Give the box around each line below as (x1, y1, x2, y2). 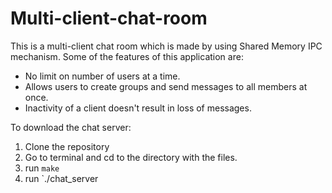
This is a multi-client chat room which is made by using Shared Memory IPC (10, 40, 323, 52)
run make (24, 162, 60, 174)
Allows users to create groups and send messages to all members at (24, 80, 308, 92)
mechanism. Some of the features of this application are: (10, 50, 244, 62)
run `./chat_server (24, 172, 99, 184)
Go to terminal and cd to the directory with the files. (24, 151, 238, 163)
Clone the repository (24, 140, 110, 152)
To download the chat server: (10, 121, 132, 133)
